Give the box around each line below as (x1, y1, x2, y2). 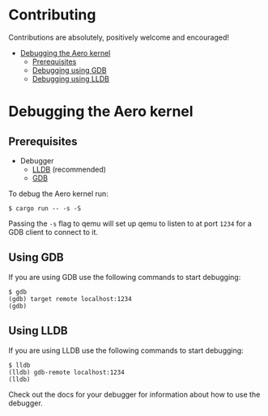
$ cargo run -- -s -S (8, 204, 82, 212)
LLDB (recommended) (32, 164, 107, 174)
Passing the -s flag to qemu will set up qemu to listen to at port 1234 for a (8, 219, 253, 228)
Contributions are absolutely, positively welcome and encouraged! (8, 32, 229, 42)
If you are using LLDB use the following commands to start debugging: (8, 346, 245, 355)
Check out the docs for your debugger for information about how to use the (8, 389, 261, 399)
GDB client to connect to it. (8, 227, 99, 236)
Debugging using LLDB (32, 74, 110, 83)
